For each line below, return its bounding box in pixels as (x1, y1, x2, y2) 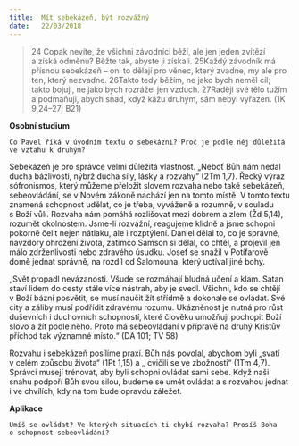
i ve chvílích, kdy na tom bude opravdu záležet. (9, 385, 183, 396)
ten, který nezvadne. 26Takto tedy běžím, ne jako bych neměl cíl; (30, 74, 270, 85)
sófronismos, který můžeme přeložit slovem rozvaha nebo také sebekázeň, (9, 180, 286, 190)
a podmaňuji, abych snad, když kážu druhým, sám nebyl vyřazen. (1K (30, 93, 286, 104)
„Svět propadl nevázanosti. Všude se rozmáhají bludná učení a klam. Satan (9, 273, 284, 284)
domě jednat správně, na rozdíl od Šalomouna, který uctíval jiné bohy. (9, 256, 266, 266)
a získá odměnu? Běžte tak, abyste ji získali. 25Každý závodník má (30, 55, 277, 66)
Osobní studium (9, 120, 70, 130)
